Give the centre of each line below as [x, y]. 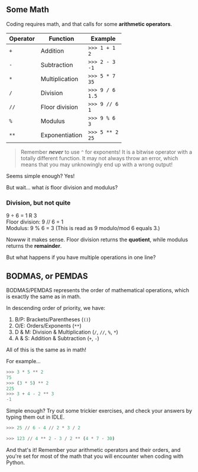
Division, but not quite [38, 202]
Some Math [27, 10]
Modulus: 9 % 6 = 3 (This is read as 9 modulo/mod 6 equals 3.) [83, 228]
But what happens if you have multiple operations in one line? [81, 257]
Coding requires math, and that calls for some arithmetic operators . [89, 24]
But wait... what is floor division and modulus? [62, 187]
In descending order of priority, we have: [56, 308]
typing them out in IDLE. [35, 417]
